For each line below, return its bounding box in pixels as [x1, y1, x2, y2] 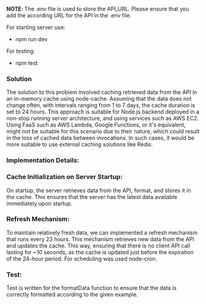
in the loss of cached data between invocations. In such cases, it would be [6, 134, 195, 142]
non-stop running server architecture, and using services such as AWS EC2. [6, 115, 199, 122]
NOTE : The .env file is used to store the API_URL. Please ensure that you [6, 6, 189, 12]
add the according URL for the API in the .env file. [6, 12, 132, 19]
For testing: [6, 47, 36, 55]
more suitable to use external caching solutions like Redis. [6, 141, 153, 148]
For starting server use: [6, 24, 66, 31]
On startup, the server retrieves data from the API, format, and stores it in [6, 187, 191, 194]
